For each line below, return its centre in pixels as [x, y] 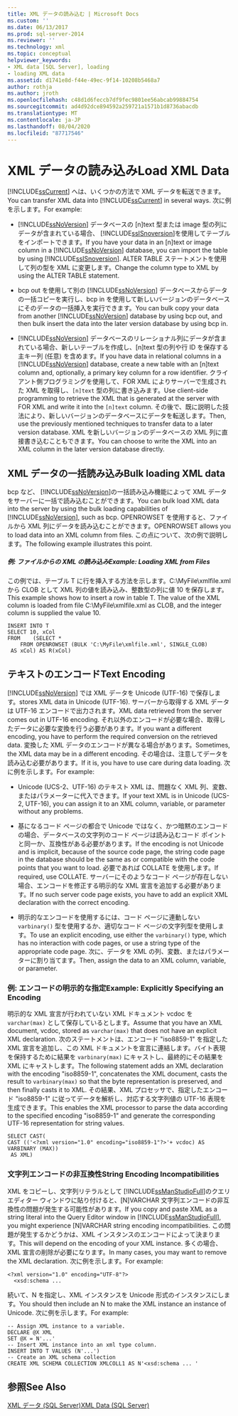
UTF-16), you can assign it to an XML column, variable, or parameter [125, 803]
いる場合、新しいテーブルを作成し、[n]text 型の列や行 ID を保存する [129, 347]
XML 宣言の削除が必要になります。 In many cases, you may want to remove [117, 1252]
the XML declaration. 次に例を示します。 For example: [85, 1261]
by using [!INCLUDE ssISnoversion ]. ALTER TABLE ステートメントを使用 [122, 259]
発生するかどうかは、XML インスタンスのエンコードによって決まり [117, 1234]
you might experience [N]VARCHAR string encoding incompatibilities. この [116, 1225]
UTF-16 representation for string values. [66, 1123]
